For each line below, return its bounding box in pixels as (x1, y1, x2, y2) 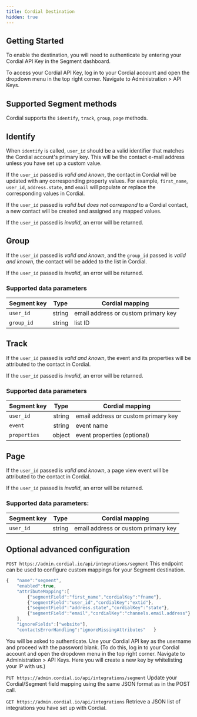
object (52, 431, 71, 440)
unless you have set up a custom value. (6, 160, 102, 167)
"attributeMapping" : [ (16, 589, 69, 594)
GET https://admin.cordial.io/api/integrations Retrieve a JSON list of (6, 698, 181, 705)
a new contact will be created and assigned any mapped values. (6, 207, 162, 214)
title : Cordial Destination (6, 8, 75, 15)
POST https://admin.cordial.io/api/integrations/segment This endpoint (6, 560, 183, 567)
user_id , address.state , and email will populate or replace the (6, 183, 156, 190)
